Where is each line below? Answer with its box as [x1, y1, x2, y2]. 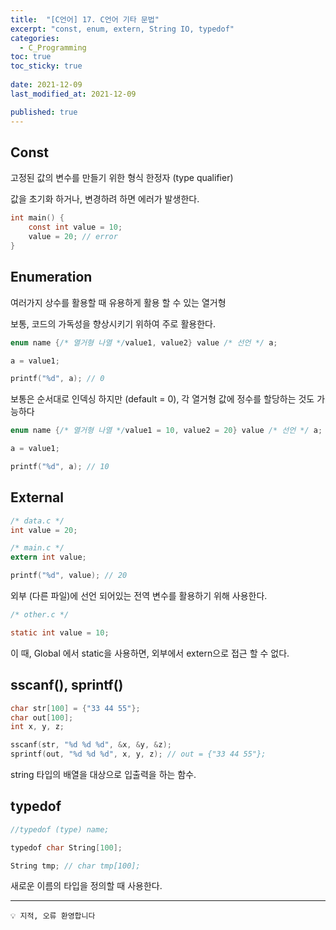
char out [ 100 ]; [10, 712, 74, 723]
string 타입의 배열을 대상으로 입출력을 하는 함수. [10, 769, 197, 780]
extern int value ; [10, 552, 87, 563]
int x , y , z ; [10, 722, 65, 732]
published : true [10, 107, 78, 117]
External [10, 489, 64, 506]
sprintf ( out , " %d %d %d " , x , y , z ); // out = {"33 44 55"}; [10, 749, 267, 760]
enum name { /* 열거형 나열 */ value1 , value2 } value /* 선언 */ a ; [10, 337, 278, 348]
